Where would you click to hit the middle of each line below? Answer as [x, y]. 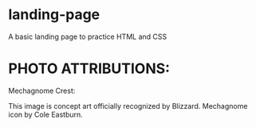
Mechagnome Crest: [42, 90]
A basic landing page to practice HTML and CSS [88, 37]
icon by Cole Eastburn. [46, 114]
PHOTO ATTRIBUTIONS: [89, 69]
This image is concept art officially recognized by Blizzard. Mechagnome [128, 106]
